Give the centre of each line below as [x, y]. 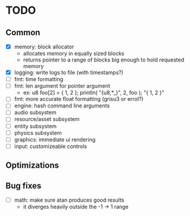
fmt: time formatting [39, 79]
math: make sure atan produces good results [69, 200]
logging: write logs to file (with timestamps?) [68, 73]
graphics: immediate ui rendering [55, 139]
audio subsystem [35, 112]
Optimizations [32, 166]
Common [23, 33]
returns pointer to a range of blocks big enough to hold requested [104, 60]
